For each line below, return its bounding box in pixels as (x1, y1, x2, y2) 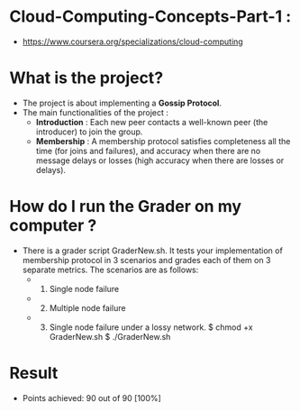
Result (9, 363, 59, 383)
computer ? (9, 215, 97, 236)
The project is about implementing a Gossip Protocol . (22, 97, 223, 108)
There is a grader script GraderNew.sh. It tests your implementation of (22, 245, 284, 256)
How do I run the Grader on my (9, 196, 241, 217)
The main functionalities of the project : (22, 106, 168, 118)
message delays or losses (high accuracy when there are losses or (35, 155, 285, 166)
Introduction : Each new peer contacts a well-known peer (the (35, 116, 268, 127)
